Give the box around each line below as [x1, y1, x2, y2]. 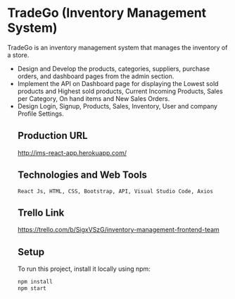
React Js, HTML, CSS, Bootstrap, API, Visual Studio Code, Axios [17, 188, 213, 195]
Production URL [17, 130, 88, 142]
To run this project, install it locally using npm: [17, 264, 151, 273]
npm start [17, 285, 47, 292]
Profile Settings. [17, 109, 65, 118]
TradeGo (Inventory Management [7, 5, 207, 21]
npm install [17, 279, 53, 286]
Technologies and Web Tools [17, 169, 148, 181]
